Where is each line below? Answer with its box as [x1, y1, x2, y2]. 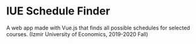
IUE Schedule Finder [6, 4, 111, 18]
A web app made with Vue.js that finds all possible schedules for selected [6, 24, 191, 31]
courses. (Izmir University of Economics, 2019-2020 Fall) [6, 30, 148, 37]
